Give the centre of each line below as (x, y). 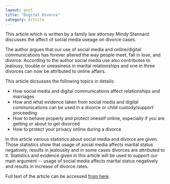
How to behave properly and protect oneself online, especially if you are (89, 118)
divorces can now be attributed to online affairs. (56, 71)
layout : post (19, 10)
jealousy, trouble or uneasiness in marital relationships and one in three (80, 66)
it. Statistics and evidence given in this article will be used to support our (82, 156)
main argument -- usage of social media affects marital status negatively (82, 161)
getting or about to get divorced (46, 124)
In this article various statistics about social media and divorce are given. (82, 139)
